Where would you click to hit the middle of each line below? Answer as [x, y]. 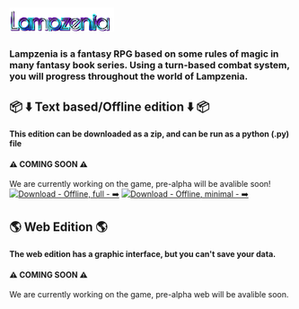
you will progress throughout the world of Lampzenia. [129, 76]
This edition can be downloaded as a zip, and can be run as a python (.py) [149, 134]
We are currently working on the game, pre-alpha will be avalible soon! [140, 184]
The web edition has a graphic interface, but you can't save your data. [143, 254]
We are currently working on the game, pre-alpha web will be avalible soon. [149, 295]
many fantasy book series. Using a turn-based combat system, [149, 66]
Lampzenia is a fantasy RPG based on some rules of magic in [144, 54]
